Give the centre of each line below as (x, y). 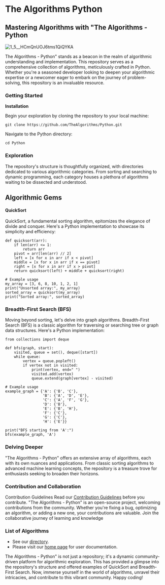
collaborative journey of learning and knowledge (54, 518)
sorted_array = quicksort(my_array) (43, 292)
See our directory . (31, 542)
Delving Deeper (24, 447)
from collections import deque (37, 339)
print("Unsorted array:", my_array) (43, 288)
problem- (137, 77)
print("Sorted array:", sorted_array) (45, 297)
